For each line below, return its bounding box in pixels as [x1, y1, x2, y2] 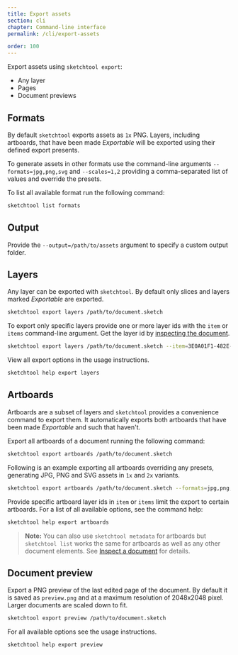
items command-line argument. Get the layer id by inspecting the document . [7, 329, 230, 338]
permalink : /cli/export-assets [7, 30, 100, 38]
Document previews [17, 92, 76, 100]
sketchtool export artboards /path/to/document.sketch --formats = [7, 484, 208, 492]
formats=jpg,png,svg [7, 168, 69, 175]
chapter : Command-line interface [7, 23, 106, 31]
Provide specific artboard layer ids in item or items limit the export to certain [7, 497, 229, 506]
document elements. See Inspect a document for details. [24, 546, 191, 555]
